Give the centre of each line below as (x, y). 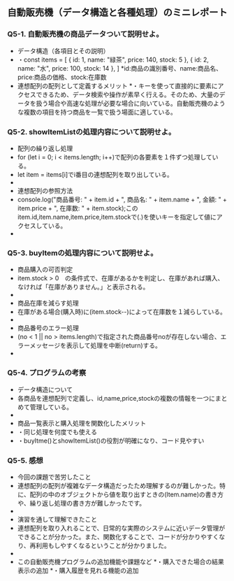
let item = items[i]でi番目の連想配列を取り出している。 (95, 174)
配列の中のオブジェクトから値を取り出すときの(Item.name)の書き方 (127, 494)
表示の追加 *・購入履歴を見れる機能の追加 (78, 570)
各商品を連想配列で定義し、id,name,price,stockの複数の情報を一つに (116, 398)
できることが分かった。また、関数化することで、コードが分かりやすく (118, 536)
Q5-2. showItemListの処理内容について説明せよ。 (92, 131)
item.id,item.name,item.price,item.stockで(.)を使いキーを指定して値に (117, 217)
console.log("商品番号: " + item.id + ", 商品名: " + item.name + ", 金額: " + (122, 199)
